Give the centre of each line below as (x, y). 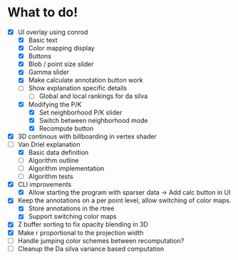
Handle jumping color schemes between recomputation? (101, 240)
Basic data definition (58, 152)
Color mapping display (61, 48)
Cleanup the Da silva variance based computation (91, 249)
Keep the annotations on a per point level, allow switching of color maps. (124, 200)
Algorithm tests (51, 177)
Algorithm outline (53, 160)
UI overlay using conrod (53, 32)
